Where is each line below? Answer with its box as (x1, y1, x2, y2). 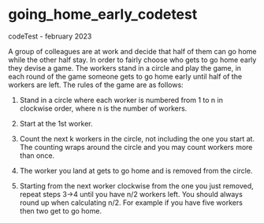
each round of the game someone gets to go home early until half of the (8, 71, 243, 81)
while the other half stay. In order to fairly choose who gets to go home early (8, 55, 257, 64)
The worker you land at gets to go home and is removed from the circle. (19, 166, 253, 175)
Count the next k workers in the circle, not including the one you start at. (19, 133, 255, 143)
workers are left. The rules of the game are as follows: (8, 80, 184, 90)
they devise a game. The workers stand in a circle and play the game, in (8, 63, 242, 72)
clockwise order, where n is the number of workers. (19, 104, 188, 113)
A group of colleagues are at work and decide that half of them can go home (8, 46, 257, 56)
